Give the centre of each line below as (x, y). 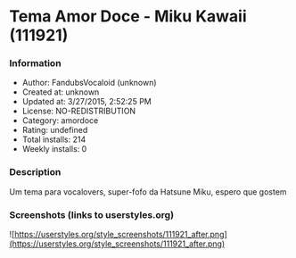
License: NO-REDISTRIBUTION (79, 111)
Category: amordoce (60, 121)
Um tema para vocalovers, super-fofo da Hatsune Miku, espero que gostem (148, 191)
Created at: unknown (61, 92)
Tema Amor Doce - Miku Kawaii (128, 17)
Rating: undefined (55, 130)
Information (35, 63)
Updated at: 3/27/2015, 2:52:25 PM (86, 102)
